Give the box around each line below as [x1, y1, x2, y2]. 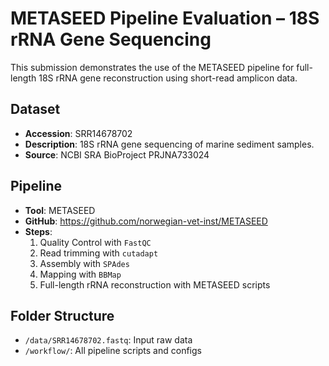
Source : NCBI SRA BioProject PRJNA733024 [24, 148, 210, 161]
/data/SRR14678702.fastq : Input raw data [24, 334, 193, 346]
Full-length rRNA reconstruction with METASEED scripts [39, 278, 271, 291]
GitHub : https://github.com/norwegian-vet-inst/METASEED [24, 215, 268, 227]
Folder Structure [10, 307, 115, 324]
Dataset [10, 101, 61, 118]
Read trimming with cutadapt [39, 247, 159, 259]
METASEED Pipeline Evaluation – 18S [10, 7, 320, 30]
